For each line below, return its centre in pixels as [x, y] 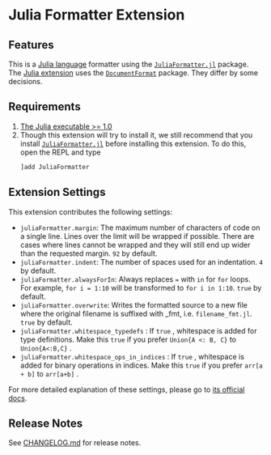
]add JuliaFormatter [55, 167]
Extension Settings [57, 192]
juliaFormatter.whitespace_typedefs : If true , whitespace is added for [138, 330]
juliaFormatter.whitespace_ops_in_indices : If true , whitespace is [132, 356]
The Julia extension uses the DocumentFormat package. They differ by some [133, 73]
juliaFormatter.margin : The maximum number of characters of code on [140, 227]
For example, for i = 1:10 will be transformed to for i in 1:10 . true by [141, 287]
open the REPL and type [60, 152]
